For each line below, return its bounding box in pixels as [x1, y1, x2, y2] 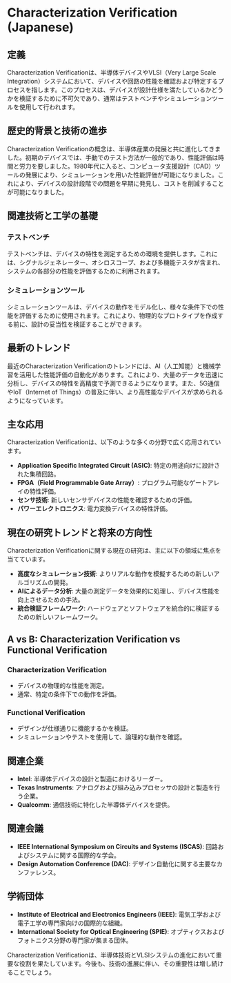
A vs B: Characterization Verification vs [7, 633, 181, 645]
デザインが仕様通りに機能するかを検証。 [17, 724, 132, 733]
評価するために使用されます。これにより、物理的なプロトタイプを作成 [19, 311, 218, 319]
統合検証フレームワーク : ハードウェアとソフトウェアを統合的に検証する [17, 604, 221, 613]
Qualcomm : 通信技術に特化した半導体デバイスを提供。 [17, 801, 174, 809]
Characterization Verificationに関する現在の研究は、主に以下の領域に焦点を [7, 546, 222, 555]
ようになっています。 [7, 396, 67, 405]
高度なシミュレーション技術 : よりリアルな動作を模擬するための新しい [17, 570, 214, 578]
